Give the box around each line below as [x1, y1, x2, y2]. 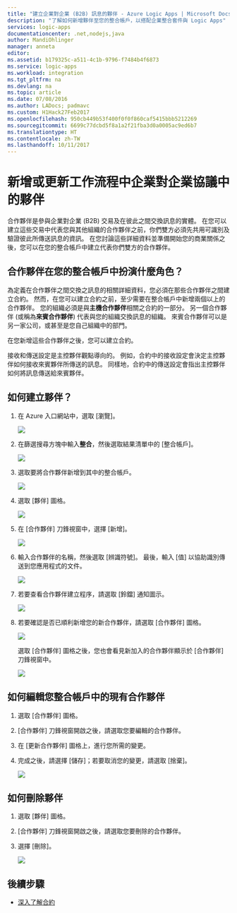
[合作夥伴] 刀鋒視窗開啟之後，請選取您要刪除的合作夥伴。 [17, 827, 185, 835]
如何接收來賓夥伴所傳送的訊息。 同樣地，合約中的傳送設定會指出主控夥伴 [13, 359, 226, 368]
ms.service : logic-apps [7, 63, 78, 70]
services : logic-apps [7, 23, 71, 30]
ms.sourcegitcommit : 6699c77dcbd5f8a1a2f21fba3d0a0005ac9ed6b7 [7, 121, 197, 129]
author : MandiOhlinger [7, 37, 74, 44]
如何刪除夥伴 [7, 792, 63, 804]
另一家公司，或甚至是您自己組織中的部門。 [7, 321, 131, 329]
